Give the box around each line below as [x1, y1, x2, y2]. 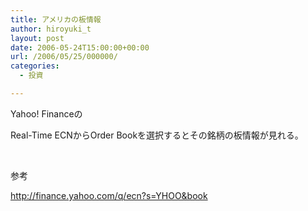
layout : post [10, 33, 65, 43]
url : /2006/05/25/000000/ [10, 52, 118, 62]
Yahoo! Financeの [10, 107, 83, 120]
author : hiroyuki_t [10, 24, 92, 34]
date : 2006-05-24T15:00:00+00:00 [10, 42, 150, 53]
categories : [10, 61, 60, 71]
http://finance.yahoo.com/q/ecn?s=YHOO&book [10, 189, 208, 201]
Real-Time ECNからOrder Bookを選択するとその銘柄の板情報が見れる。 [10, 129, 304, 141]
